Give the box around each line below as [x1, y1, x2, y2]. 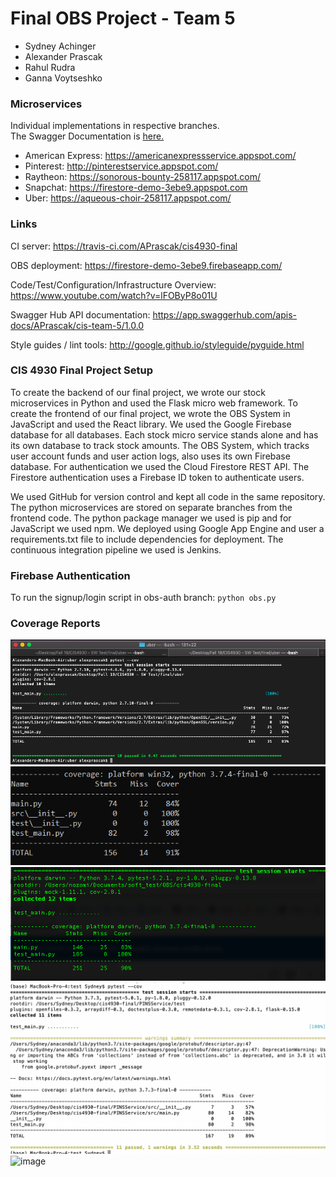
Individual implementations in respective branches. [10, 120, 220, 132]
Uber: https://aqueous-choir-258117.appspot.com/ [24, 192, 232, 204]
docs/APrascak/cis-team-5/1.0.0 [10, 319, 145, 331]
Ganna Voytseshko [24, 72, 103, 84]
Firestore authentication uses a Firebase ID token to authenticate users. [10, 471, 305, 483]
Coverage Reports [10, 617, 101, 631]
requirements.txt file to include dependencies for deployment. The [10, 533, 284, 545]
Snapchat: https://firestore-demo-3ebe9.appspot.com [24, 182, 248, 194]
